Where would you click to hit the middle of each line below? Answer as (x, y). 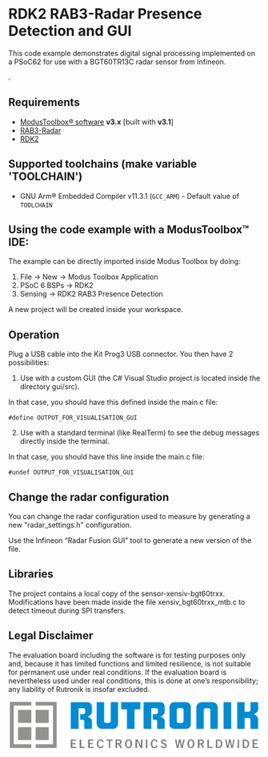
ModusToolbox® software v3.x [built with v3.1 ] (97, 122)
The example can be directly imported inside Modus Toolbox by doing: (125, 261)
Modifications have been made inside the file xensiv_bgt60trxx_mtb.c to (127, 601)
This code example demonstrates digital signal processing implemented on (132, 53)
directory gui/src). (50, 387)
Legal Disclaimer (51, 636)
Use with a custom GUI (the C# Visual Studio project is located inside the (140, 378)
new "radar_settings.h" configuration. (70, 525)
